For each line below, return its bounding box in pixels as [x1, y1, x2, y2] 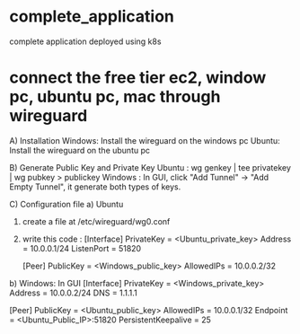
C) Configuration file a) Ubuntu [9, 198, 124, 209]
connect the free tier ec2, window [9, 67, 267, 88]
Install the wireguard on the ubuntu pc [9, 145, 151, 155]
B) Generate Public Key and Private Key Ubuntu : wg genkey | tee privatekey [9, 162, 292, 172]
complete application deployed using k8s [9, 36, 162, 47]
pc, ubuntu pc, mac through [9, 87, 221, 107]
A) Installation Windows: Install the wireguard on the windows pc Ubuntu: [9, 135, 280, 145]
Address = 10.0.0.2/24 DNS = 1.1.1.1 [9, 287, 137, 298]
